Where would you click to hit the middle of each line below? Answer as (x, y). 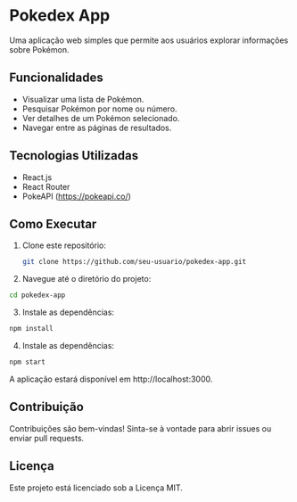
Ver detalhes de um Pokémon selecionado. (101, 118)
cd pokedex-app (37, 295)
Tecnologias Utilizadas (74, 156)
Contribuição (47, 407)
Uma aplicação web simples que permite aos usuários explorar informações (149, 40)
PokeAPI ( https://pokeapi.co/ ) (77, 196)
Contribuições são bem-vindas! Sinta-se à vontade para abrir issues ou (140, 428)
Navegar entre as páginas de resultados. (97, 128)
